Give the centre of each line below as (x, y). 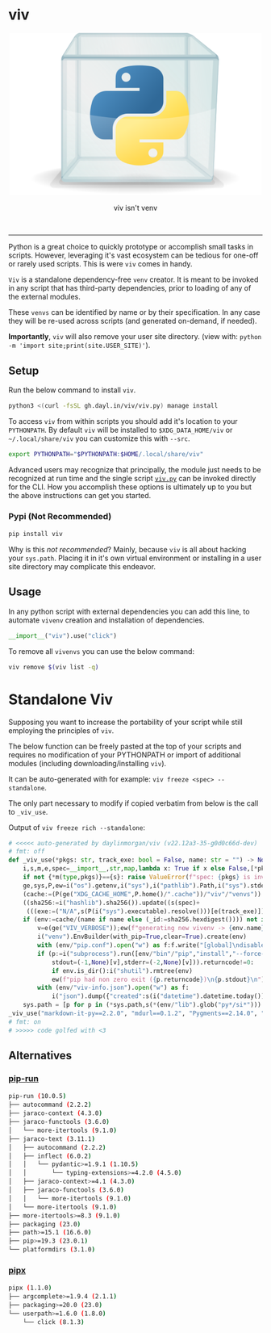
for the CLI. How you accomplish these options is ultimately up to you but (130, 487)
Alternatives (40, 1056)
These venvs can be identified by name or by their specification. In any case (134, 312)
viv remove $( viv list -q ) (54, 667)
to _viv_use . (28, 811)
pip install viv (35, 534)
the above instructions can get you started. (80, 495)
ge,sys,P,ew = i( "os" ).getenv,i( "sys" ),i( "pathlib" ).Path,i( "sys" (133, 886)
